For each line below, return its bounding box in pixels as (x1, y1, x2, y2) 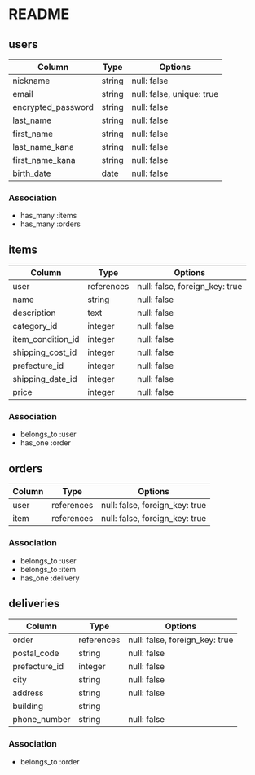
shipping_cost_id (12, 347, 77, 358)
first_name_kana (12, 155, 76, 165)
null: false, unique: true (131, 89, 218, 99)
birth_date (12, 168, 51, 179)
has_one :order (20, 438, 71, 448)
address (12, 687, 44, 698)
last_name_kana (12, 142, 75, 152)
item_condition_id (12, 334, 80, 345)
